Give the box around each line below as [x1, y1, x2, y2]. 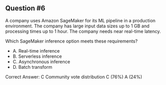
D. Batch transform [12, 64, 52, 70]
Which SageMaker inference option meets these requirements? [5, 38, 138, 44]
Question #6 [5, 4, 46, 13]
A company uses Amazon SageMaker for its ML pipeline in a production [5, 17, 156, 23]
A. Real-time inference [12, 48, 60, 54]
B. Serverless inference [12, 53, 62, 59]
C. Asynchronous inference [12, 58, 70, 65]
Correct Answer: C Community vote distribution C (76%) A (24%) [5, 73, 143, 80]
